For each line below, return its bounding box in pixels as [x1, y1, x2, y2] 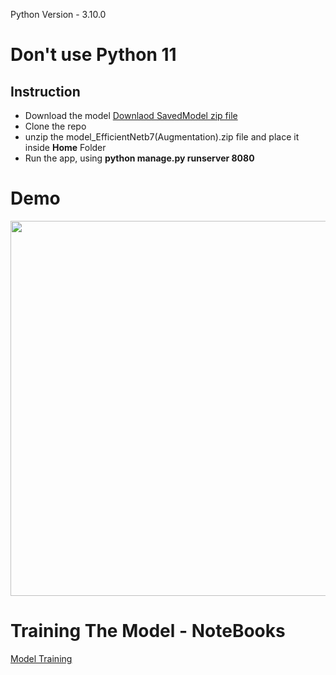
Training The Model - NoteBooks [10, 620, 286, 643]
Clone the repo [24, 120, 87, 132]
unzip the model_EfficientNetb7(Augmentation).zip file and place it [24, 131, 300, 143]
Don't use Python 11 [10, 44, 177, 66]
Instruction [10, 83, 81, 100]
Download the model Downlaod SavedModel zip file [24, 110, 238, 121]
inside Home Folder [24, 142, 107, 153]
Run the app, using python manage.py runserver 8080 [24, 152, 255, 164]
